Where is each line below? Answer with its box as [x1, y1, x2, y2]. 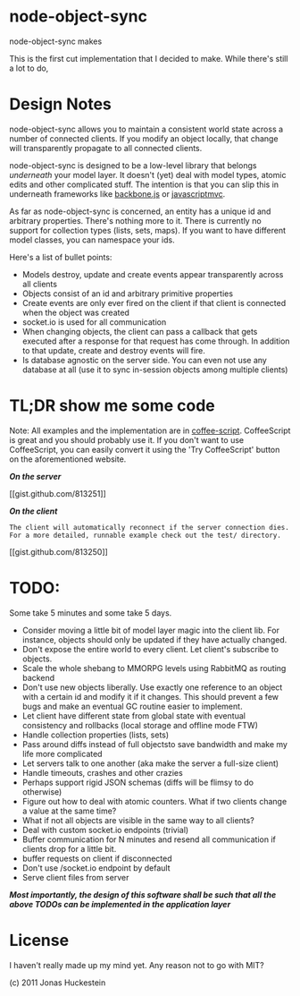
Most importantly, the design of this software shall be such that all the [9, 889, 277, 900]
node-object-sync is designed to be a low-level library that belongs [9, 159, 257, 171]
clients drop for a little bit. [21, 843, 117, 854]
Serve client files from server [21, 872, 129, 882]
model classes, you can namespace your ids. [9, 234, 176, 245]
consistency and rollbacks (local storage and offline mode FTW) [21, 719, 259, 730]
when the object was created [21, 307, 129, 318]
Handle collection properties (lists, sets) [21, 729, 170, 740]
